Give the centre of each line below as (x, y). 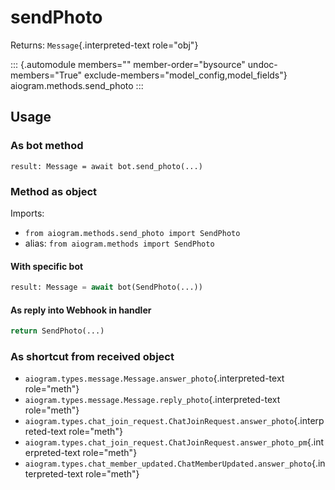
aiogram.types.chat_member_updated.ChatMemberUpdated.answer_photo (168, 464)
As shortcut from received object (92, 356)
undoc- (262, 64)
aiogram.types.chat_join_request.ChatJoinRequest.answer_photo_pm (166, 443)
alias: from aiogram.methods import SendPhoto (119, 243)
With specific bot (47, 266)
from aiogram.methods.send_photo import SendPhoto (132, 233)
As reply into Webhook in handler (81, 310)
